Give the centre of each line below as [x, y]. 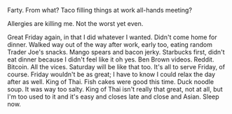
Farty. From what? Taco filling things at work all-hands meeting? [100, 10]
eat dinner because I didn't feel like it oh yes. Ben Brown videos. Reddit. [111, 59]
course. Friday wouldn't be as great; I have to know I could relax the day [111, 74]
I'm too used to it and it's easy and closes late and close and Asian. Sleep [113, 97]
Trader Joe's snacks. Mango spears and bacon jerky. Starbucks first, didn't [116, 52]
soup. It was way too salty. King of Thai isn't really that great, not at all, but [115, 89]
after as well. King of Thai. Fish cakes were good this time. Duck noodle [111, 82]
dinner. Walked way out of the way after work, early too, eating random [110, 44]
